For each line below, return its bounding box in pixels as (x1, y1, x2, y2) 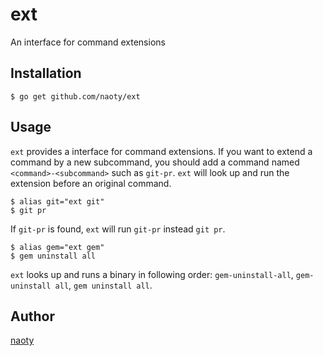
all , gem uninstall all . (54, 279, 153, 291)
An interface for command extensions (10, 36, 166, 48)
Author (10, 308, 55, 325)
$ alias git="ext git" (10, 196, 105, 207)
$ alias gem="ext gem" (10, 242, 105, 252)
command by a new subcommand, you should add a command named (10, 156, 300, 168)
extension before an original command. (10, 177, 172, 189)
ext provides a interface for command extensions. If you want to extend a (10, 145, 313, 157)
